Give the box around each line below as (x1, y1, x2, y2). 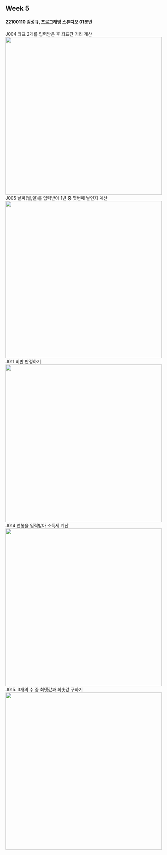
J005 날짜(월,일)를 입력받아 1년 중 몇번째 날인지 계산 (5, 195, 108, 201)
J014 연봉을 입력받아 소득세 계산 (5, 522, 69, 528)
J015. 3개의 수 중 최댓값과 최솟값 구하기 (5, 686, 83, 692)
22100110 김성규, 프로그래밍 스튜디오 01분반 (5, 19, 93, 25)
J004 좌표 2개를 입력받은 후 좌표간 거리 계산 (5, 31, 92, 37)
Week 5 (5, 4, 29, 13)
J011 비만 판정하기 (5, 358, 41, 364)
